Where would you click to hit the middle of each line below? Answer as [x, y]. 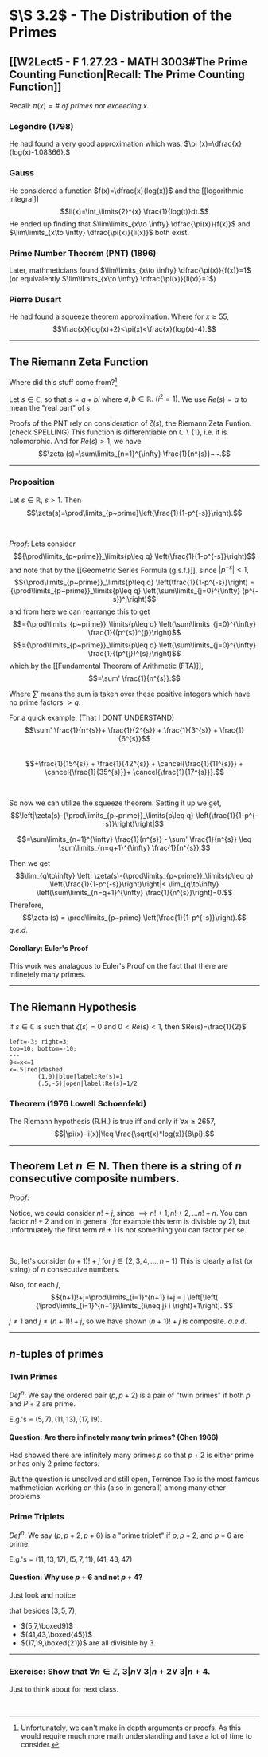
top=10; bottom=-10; [43, 1049]
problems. [25, 1496]
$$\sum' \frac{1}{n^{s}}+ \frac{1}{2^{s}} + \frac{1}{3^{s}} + [121, 730]
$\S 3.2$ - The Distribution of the [121, 16]
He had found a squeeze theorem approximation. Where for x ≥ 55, [119, 316]
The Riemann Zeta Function [79, 362]
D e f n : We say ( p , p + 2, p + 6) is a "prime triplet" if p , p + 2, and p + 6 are [127, 1535]
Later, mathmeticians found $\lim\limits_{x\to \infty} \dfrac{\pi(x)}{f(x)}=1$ [130, 270]
